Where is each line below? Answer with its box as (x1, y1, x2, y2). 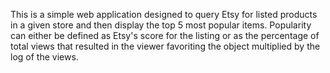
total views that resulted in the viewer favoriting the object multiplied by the (10, 40, 321, 52)
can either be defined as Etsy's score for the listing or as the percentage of (10, 30, 320, 41)
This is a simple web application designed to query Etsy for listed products (10, 9, 318, 20)
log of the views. (10, 51, 79, 63)
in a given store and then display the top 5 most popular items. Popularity (10, 19, 312, 31)
